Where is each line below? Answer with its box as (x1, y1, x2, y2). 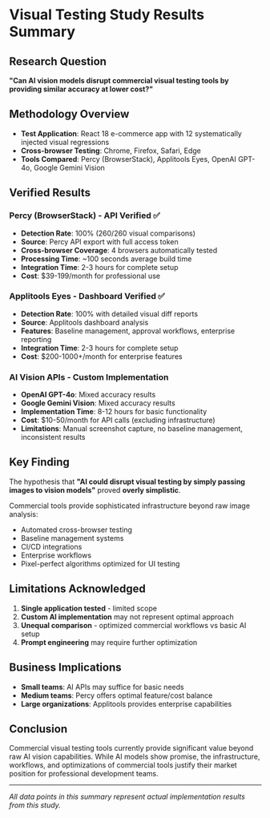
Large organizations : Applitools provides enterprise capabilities (20, 699, 232, 708)
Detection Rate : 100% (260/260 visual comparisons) (20, 228, 195, 238)
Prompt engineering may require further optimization (20, 637, 198, 647)
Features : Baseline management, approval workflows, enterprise (20, 326, 236, 336)
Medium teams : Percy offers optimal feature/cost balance (20, 691, 213, 700)
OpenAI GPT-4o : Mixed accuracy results (20, 390, 156, 400)
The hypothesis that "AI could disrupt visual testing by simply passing (9, 477, 245, 486)
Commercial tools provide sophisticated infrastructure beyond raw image (9, 501, 251, 510)
